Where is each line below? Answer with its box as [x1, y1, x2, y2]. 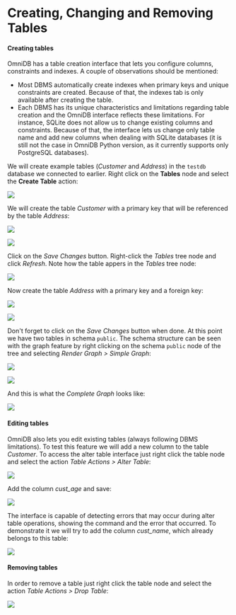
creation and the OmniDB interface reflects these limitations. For [17, 111, 205, 120]
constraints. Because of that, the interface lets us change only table [17, 126, 216, 134]
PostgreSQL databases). [17, 149, 89, 157]
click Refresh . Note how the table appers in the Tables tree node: [7, 260, 196, 268]
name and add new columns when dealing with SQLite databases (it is [17, 133, 223, 142]
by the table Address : [7, 212, 70, 220]
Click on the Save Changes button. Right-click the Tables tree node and [7, 252, 217, 260]
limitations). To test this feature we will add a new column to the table [7, 442, 209, 451]
